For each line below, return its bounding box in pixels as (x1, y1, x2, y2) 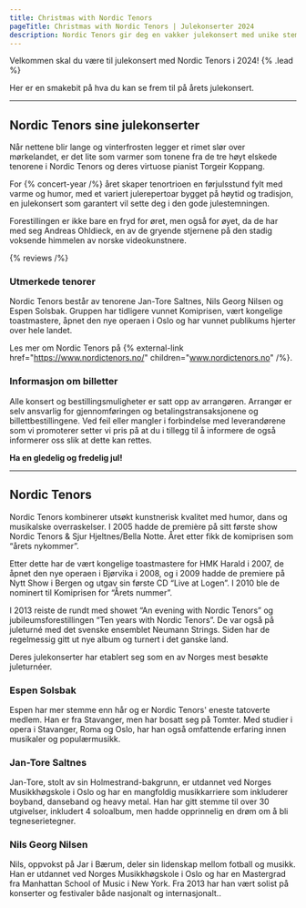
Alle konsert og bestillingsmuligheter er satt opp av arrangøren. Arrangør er (9, 395, 292, 406)
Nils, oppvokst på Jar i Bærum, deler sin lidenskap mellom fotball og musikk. (9, 859, 296, 870)
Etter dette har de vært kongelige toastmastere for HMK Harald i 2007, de (9, 557, 284, 569)
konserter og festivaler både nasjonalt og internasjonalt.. (9, 888, 221, 899)
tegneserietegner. (9, 816, 76, 827)
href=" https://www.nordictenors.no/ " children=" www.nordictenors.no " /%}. (9, 352, 293, 363)
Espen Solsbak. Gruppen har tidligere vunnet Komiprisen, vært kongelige (9, 306, 283, 317)
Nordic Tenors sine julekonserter (9, 117, 200, 133)
